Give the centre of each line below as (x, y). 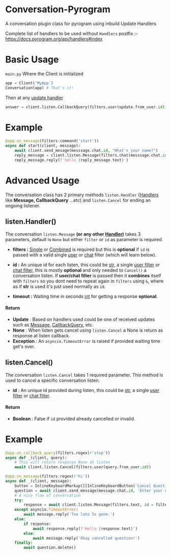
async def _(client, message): (38, 481)
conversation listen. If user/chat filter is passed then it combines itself (87, 275)
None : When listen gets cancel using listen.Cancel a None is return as (88, 330)
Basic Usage (32, 60)
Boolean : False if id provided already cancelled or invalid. (74, 419)
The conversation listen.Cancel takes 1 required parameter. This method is (84, 375)
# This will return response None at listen (62, 462)
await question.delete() (50, 548)
